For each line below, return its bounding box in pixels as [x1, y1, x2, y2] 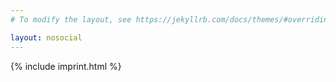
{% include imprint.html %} [10, 60, 122, 72]
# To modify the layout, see [10, 14, 132, 25]
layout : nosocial [10, 32, 83, 43]
